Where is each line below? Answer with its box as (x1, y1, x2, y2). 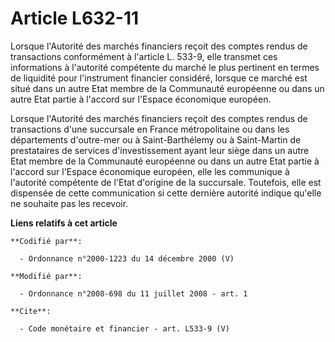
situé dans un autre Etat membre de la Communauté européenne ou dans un (10, 82, 325, 94)
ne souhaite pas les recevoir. (10, 197, 129, 209)
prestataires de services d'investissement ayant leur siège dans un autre (10, 144, 310, 156)
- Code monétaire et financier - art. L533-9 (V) (19, 323, 230, 334)
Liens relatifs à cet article (10, 217, 118, 229)
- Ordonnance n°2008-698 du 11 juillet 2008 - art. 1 (19, 288, 248, 299)
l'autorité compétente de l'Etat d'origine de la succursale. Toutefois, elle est (10, 176, 322, 188)
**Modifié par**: (10, 271, 83, 281)
